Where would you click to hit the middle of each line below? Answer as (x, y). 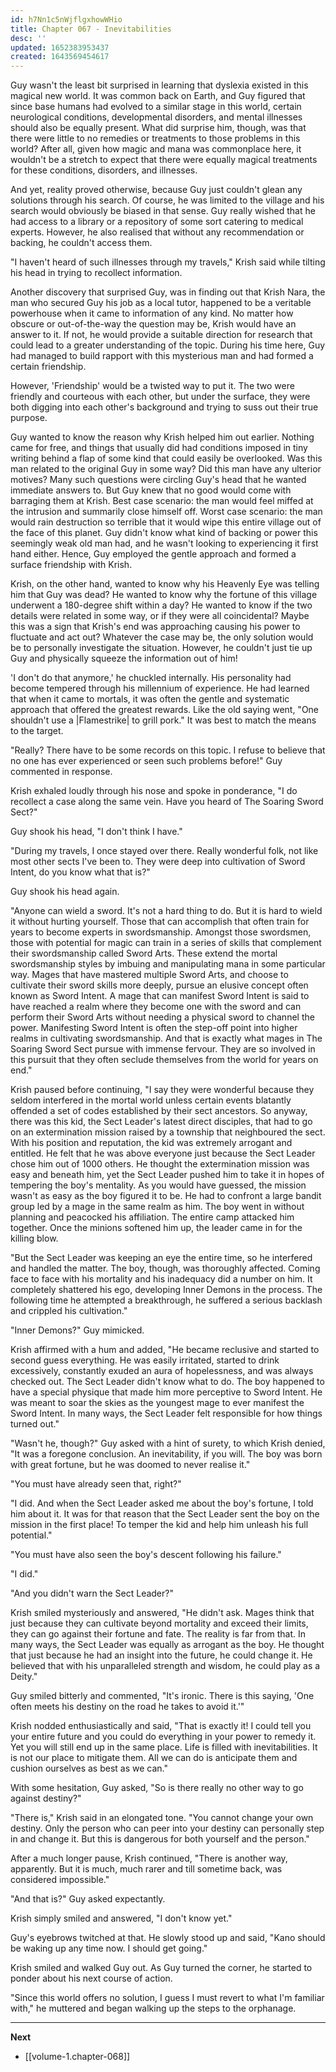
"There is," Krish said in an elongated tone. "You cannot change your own (162, 1818)
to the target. (37, 731)
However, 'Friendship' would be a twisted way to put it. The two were (152, 386)
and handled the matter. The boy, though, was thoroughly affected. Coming (165, 1268)
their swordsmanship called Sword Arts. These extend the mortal (144, 953)
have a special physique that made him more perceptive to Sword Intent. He (166, 1392)
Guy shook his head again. (65, 892)
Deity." (24, 1677)
